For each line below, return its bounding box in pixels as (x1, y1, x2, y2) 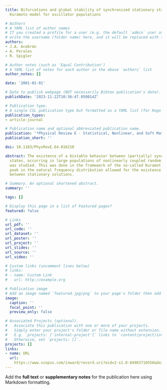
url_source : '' (5, 250, 37, 255)
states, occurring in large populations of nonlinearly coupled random (9, 158, 162, 163)
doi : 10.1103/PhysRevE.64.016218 (5, 145, 75, 150)
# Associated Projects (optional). (5, 319, 79, 324)
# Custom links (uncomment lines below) (5, 263, 90, 268)
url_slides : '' (5, 245, 37, 250)
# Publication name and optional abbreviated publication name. (5, 126, 141, 131)
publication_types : (5, 113, 46, 118)
